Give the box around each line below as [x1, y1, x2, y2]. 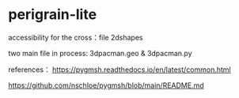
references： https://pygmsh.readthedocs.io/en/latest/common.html [8, 65, 231, 74]
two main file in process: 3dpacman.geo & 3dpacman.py [8, 48, 192, 58]
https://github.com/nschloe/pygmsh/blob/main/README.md [8, 81, 204, 90]
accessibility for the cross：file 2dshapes [8, 32, 143, 42]
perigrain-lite [8, 6, 97, 24]
